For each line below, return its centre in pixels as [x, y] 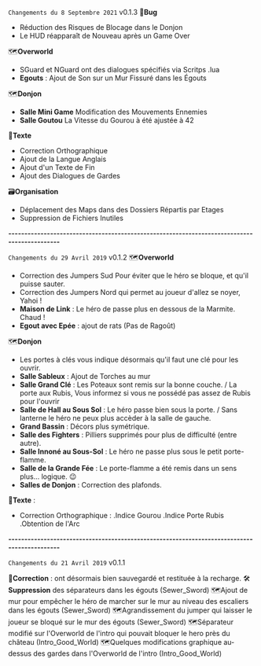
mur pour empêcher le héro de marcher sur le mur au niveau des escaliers [129, 601]
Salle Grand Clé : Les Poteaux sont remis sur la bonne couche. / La [128, 385]
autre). [30, 443]
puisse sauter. [42, 284]
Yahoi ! [31, 300]
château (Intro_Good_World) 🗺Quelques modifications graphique [115, 642]
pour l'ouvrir [40, 401]
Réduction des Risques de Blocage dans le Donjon [101, 27]
